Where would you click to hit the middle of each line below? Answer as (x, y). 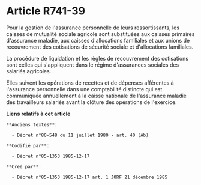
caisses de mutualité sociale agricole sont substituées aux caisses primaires (100, 34)
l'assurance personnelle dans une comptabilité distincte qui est (84, 89)
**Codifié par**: (28, 145)
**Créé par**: (24, 166)
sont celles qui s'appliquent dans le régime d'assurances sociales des (93, 65)
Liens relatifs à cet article (38, 114)
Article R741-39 (46, 11)
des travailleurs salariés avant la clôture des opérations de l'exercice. (91, 102)
